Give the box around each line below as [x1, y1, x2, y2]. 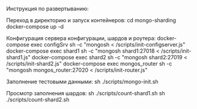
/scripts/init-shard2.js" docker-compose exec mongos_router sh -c [6, 60, 172, 67]
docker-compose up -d [6, 23, 64, 30]
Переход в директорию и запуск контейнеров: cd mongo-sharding [6, 17, 176, 23]
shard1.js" [6, 54, 31, 60]
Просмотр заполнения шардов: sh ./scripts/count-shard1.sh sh [6, 90, 165, 96]
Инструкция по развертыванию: [6, 5, 89, 12]
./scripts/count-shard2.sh [6, 96, 70, 103]
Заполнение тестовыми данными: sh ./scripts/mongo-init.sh [6, 78, 159, 85]
